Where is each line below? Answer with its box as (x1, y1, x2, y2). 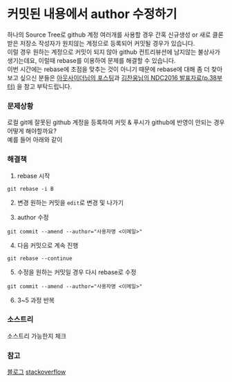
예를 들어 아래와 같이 (7, 135, 63, 144)
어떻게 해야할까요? (7, 127, 57, 135)
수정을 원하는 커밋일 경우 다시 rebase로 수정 (17, 267, 137, 276)
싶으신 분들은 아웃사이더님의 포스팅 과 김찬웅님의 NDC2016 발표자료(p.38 (19, 73, 217, 82)
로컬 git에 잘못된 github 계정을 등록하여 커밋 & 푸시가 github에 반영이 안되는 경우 (7, 118, 225, 126)
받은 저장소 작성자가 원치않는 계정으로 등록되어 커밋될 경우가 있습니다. (7, 39, 195, 47)
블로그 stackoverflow (7, 367, 66, 376)
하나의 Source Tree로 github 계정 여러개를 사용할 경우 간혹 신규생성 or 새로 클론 (7, 30, 224, 39)
